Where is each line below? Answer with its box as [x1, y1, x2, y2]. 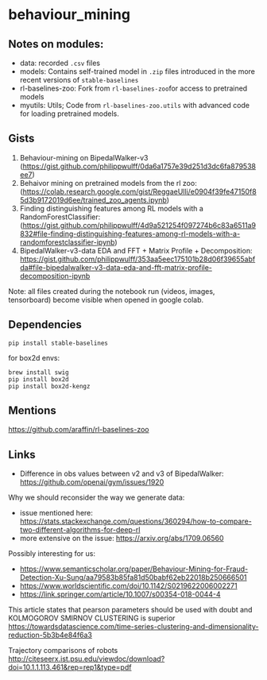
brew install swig [8, 368, 69, 377]
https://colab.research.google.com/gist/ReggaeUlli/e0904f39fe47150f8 [22, 187, 257, 196]
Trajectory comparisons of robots [8, 646, 118, 655]
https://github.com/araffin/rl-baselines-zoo [8, 425, 149, 435]
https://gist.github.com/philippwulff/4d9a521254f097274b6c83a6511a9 [22, 220, 257, 230]
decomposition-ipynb [19, 271, 91, 280]
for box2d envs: [8, 353, 60, 362]
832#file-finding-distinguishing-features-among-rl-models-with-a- [19, 229, 241, 238]
